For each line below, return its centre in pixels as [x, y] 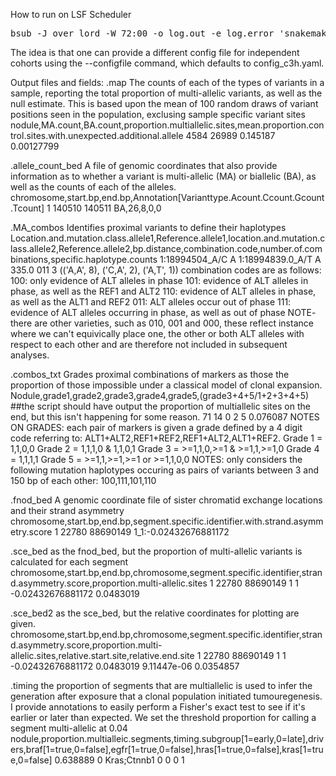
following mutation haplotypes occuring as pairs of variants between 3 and [165, 470]
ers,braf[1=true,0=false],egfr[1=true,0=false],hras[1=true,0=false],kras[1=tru [167, 749]
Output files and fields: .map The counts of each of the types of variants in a [167, 82]
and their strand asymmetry [67, 510]
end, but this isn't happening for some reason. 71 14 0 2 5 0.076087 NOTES [165, 417]
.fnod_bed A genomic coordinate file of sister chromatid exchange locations [166, 500]
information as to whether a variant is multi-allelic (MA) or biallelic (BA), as [163, 176]
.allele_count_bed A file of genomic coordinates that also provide [144, 165]
